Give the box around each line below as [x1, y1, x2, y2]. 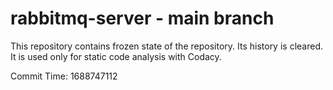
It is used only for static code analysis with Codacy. [10, 50, 222, 62]
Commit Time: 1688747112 [10, 70, 118, 82]
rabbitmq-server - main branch [10, 7, 275, 30]
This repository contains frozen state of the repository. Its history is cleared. [10, 40, 323, 52]
